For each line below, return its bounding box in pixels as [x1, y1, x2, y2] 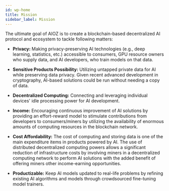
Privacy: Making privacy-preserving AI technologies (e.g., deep [12, 46, 145, 52]
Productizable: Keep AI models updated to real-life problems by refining [12, 170, 163, 176]
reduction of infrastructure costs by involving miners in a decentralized [12, 150, 160, 156]
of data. [12, 83, 29, 89]
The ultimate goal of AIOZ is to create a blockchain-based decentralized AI [5, 31, 160, 37]
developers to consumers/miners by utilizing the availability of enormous [12, 119, 164, 125]
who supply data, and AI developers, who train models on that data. [12, 57, 153, 63]
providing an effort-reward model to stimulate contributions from [12, 113, 147, 119]
